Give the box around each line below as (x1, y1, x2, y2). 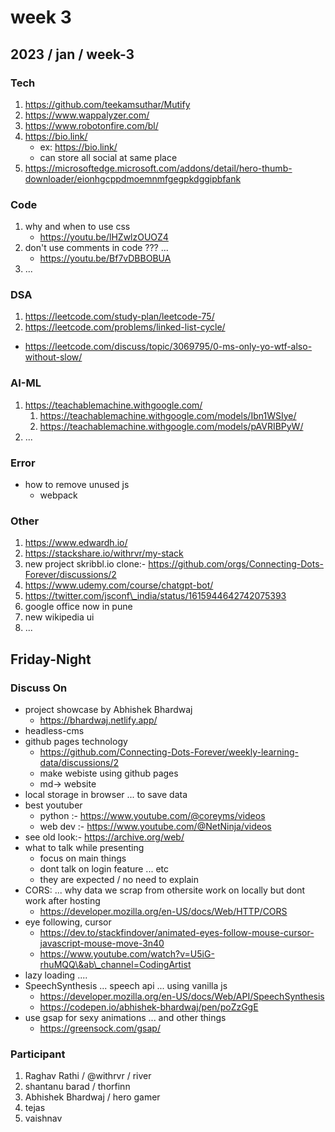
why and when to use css (24, 221, 131, 233)
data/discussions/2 (39, 757, 120, 769)
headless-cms (24, 725, 85, 737)
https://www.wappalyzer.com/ (24, 109, 150, 121)
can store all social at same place (39, 151, 178, 163)
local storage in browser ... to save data (24, 789, 188, 801)
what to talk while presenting (24, 842, 145, 854)
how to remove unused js (24, 479, 130, 491)
